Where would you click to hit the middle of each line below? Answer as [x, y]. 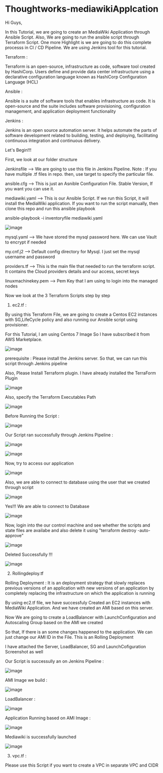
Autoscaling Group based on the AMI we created [54, 622]
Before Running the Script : [32, 416]
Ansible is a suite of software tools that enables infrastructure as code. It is [80, 101]
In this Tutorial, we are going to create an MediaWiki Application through [78, 32]
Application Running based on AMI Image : [48, 718]
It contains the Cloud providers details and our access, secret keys [72, 271]
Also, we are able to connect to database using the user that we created [77, 482]
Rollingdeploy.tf [28, 573]
